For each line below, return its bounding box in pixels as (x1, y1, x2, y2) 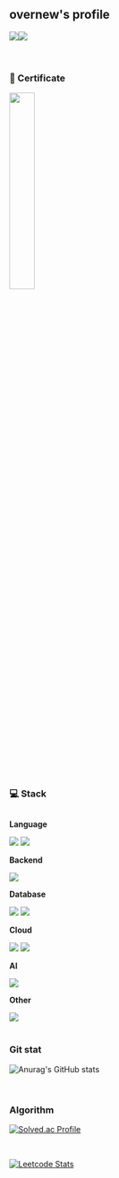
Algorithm (9, 1104, 55, 1116)
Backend (9, 855, 43, 865)
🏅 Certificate (9, 72, 65, 84)
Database (9, 889, 47, 899)
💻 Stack (9, 787, 47, 800)
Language (9, 819, 47, 830)
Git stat (9, 1044, 42, 1056)
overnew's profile (9, 7, 110, 22)
